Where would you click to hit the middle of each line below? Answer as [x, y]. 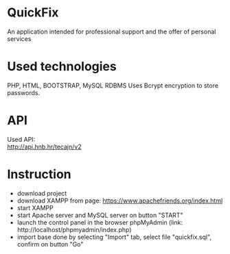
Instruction [39, 174]
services [19, 38]
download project [42, 193]
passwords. [23, 92]
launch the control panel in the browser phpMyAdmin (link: [100, 222]
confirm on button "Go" [50, 244]
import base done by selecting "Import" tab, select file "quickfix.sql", [114, 237]
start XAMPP [35, 207]
